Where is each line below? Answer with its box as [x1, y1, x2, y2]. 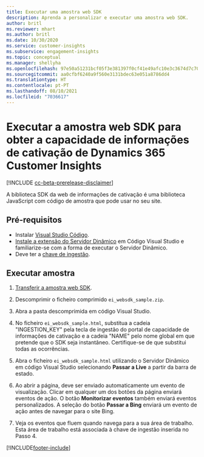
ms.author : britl [6, 32, 50, 38]
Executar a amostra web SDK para [6, 120, 182, 134]
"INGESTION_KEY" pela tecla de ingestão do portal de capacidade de [15, 326, 189, 333]
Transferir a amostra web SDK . [15, 284, 92, 291]
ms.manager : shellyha [6, 60, 61, 66]
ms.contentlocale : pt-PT [6, 83, 69, 89]
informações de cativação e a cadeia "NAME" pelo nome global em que [15, 332, 195, 340]
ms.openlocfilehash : [6, 65, 59, 72]
